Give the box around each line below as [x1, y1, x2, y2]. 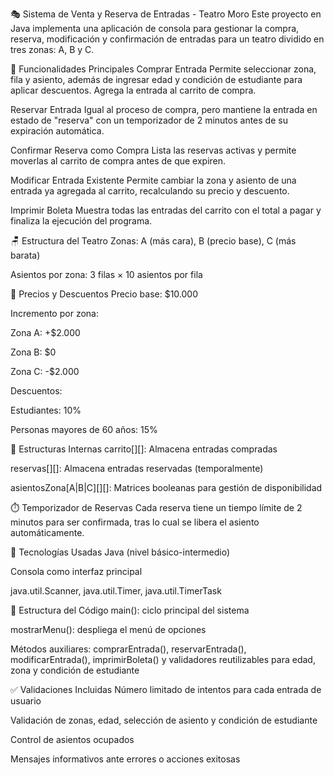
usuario [10, 695, 42, 707]
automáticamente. [10, 527, 85, 538]
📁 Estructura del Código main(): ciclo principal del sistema [10, 604, 250, 616]
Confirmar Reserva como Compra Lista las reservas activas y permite [10, 144, 297, 156]
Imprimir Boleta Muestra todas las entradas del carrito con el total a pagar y [10, 204, 322, 216]
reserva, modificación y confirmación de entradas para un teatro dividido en [10, 33, 325, 45]
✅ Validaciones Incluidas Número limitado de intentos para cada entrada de [10, 684, 322, 695]
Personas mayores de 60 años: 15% [10, 424, 158, 435]
